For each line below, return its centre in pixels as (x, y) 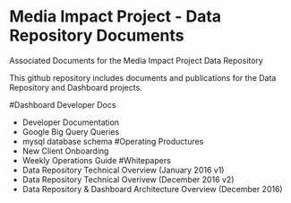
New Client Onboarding (65, 151)
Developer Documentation (70, 122)
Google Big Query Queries (71, 131)
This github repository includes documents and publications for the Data (143, 77)
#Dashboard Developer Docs (63, 104)
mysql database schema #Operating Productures (113, 141)
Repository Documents (97, 35)
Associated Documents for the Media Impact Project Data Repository (137, 60)
